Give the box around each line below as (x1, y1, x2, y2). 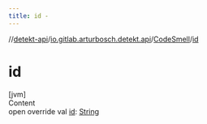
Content (8, 98, 36, 108)
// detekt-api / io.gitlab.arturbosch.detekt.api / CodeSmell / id (8, 34, 199, 44)
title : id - (8, 11, 49, 20)
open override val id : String (8, 106, 100, 116)
